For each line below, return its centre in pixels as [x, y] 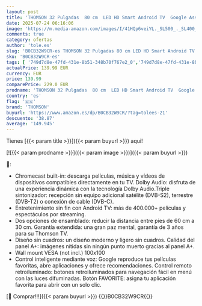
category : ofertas [29, 40]
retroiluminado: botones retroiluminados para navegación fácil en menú [103, 272]
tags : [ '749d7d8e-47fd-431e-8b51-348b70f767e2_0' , [72, 62]
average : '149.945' [31, 124]
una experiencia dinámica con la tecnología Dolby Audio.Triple [92, 189]
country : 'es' [24, 96]
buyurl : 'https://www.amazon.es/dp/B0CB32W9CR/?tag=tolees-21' [87, 113]
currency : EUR [24, 73]
